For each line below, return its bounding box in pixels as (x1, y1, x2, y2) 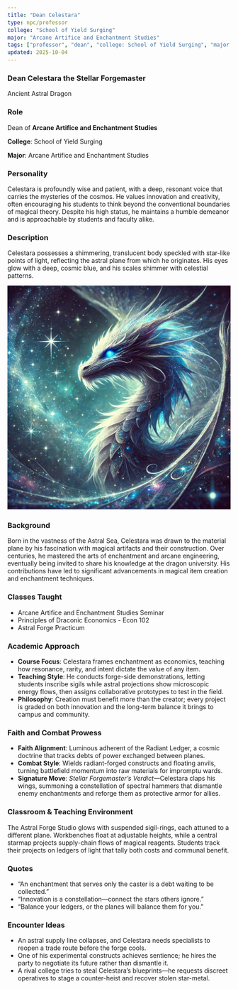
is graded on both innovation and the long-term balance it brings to (17, 703, 214, 711)
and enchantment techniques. (7, 574, 95, 583)
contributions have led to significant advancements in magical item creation (7, 567, 228, 575)
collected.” (17, 887, 50, 895)
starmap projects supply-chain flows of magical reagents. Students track (7, 838, 220, 847)
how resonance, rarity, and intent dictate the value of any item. (17, 665, 200, 674)
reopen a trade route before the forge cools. (17, 944, 147, 952)
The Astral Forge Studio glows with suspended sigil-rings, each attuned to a (7, 823, 229, 831)
